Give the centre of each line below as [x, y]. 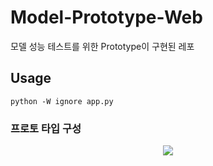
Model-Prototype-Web [106, 17]
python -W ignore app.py [62, 101]
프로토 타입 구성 [46, 128]
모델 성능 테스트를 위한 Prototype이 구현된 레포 [102, 46]
